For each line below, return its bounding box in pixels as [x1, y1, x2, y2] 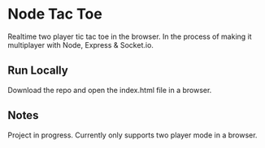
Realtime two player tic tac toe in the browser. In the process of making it [7, 32, 253, 41]
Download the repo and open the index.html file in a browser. [7, 85, 212, 95]
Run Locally [7, 64, 68, 78]
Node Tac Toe [7, 5, 102, 23]
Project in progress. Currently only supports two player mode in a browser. [7, 130, 258, 140]
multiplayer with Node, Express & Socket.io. [7, 40, 154, 49]
